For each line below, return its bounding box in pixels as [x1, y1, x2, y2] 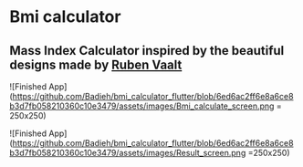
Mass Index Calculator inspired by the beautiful [9, 43, 285, 58]
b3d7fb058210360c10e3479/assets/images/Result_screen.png [9, 148, 246, 158]
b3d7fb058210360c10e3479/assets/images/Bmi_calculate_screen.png [9, 100, 275, 111]
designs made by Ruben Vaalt [9, 57, 183, 72]
